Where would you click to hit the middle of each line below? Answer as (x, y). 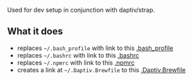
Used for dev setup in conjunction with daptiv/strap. (81, 10)
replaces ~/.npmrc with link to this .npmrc (76, 62)
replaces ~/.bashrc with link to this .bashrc (78, 55)
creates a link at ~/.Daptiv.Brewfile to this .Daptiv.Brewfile (101, 70)
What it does (35, 31)
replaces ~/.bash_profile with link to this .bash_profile (95, 48)
